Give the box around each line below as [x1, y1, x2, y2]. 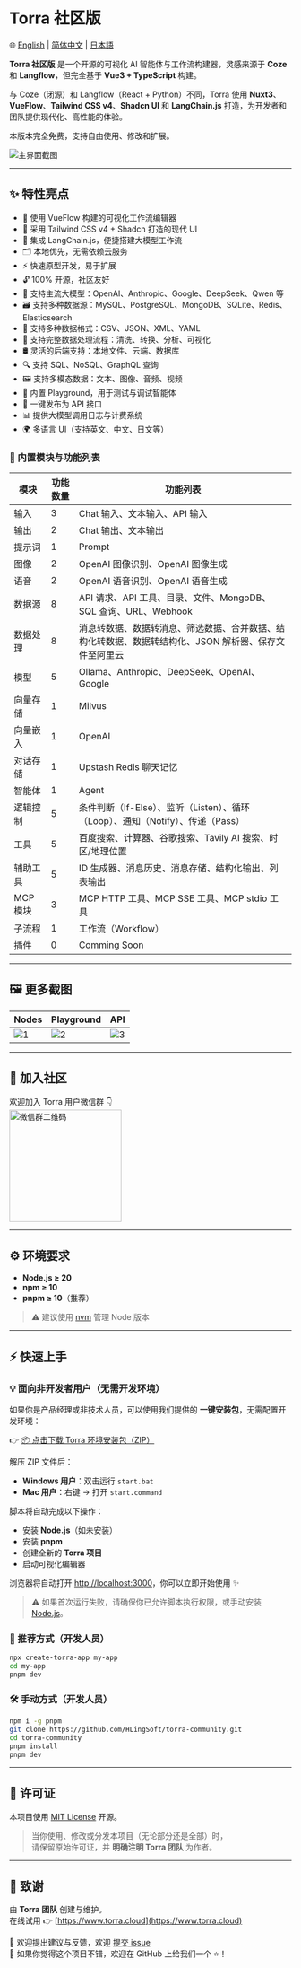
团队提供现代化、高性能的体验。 [9, 111, 127, 122]
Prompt [79, 540, 110, 553]
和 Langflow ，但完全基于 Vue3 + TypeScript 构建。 [9, 69, 202, 81]
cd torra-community [9, 1734, 82, 1743]
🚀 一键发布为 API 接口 [21, 398, 103, 409]
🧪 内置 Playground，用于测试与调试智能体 [21, 387, 176, 398]
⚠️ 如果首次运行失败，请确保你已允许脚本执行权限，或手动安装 [30, 1596, 262, 1607]
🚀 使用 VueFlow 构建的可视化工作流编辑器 [21, 212, 177, 223]
